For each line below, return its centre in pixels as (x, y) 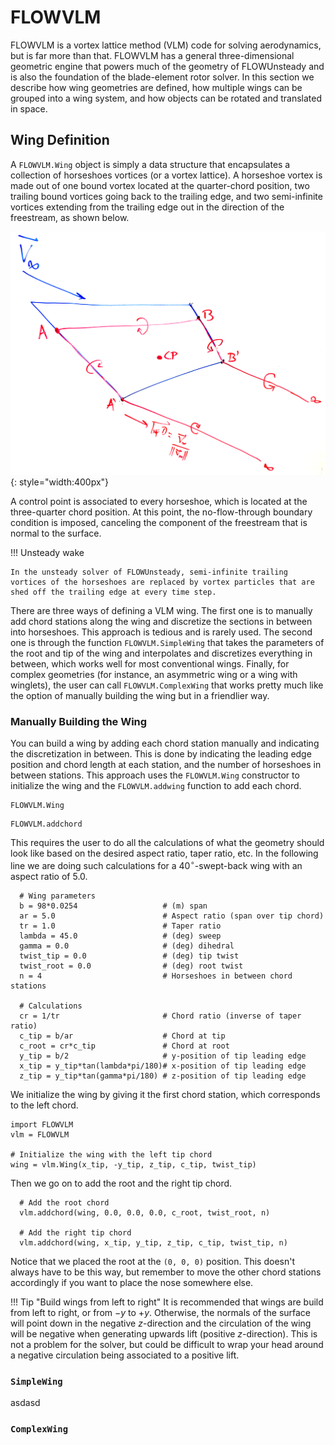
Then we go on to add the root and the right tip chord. (121, 1183)
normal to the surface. (56, 533)
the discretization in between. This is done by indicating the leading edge (161, 754)
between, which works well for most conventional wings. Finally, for (150, 664)
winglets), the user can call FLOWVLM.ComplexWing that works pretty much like (167, 685)
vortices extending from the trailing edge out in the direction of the (147, 207)
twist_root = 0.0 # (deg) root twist (131, 966)
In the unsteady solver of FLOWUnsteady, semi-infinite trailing (149, 572)
